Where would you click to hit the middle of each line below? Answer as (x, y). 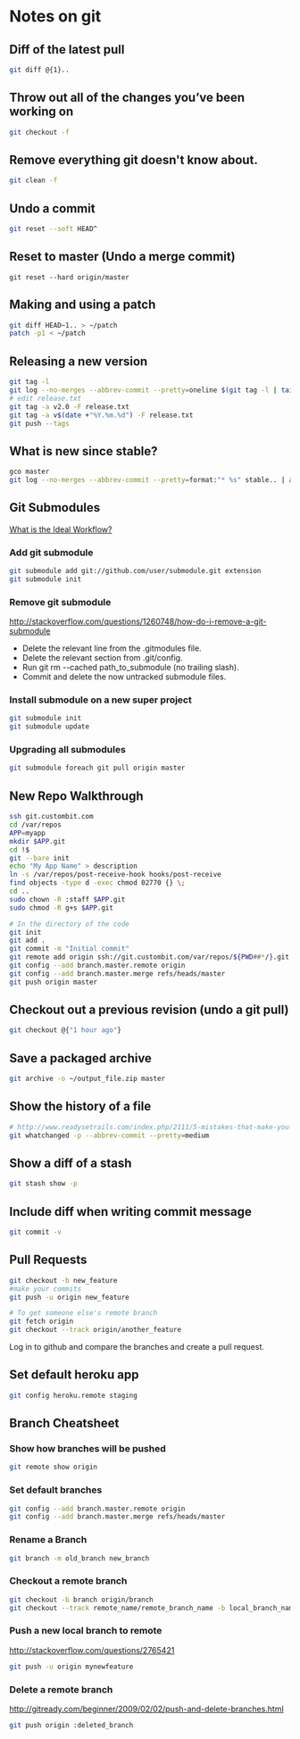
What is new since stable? (83, 451)
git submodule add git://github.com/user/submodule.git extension (135, 571)
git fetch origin (42, 1322)
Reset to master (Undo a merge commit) (122, 257)
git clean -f (33, 180)
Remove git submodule (60, 602)
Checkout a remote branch (68, 1581)
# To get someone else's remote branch (83, 1313)
